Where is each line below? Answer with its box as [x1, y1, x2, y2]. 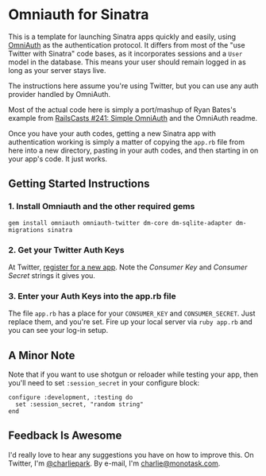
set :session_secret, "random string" [15, 401, 145, 408]
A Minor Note [8, 348, 75, 362]
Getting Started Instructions [8, 177, 150, 191]
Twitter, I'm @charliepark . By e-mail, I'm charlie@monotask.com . [8, 459, 221, 468]
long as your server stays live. [8, 65, 106, 75]
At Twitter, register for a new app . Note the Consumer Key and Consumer [8, 262, 248, 272]
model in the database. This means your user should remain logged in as [8, 57, 246, 67]
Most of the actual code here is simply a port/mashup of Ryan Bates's [8, 105, 237, 114]
